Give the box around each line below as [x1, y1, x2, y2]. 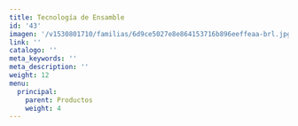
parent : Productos [25, 95, 93, 105]
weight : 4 [25, 104, 62, 113]
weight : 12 [9, 71, 50, 80]
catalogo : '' [9, 46, 58, 55]
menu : [9, 79, 29, 88]
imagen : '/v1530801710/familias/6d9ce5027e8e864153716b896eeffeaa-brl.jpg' [9, 29, 295, 38]
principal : [17, 87, 58, 96]
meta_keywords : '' [9, 54, 77, 63]
